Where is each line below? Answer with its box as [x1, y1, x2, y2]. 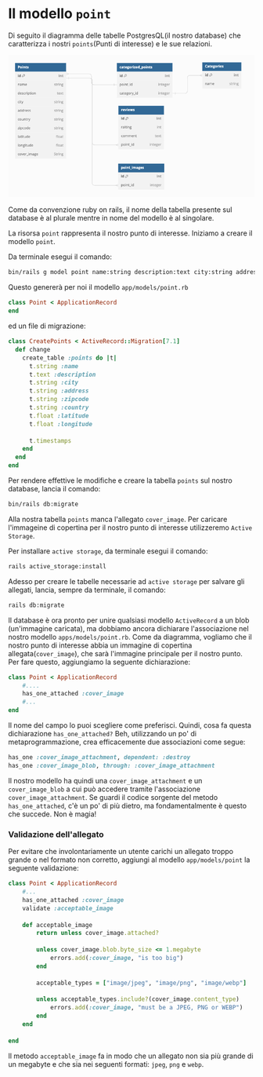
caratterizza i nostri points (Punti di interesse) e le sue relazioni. [8, 38, 213, 48]
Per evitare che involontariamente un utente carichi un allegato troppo [8, 847, 233, 856]
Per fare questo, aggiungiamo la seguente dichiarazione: [8, 657, 191, 666]
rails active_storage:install [8, 562, 107, 570]
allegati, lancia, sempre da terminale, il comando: [8, 585, 166, 594]
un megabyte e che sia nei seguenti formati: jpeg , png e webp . [8, 1059, 204, 1068]
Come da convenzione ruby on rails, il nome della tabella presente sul [8, 205, 232, 214]
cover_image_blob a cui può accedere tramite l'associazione [8, 784, 201, 794]
